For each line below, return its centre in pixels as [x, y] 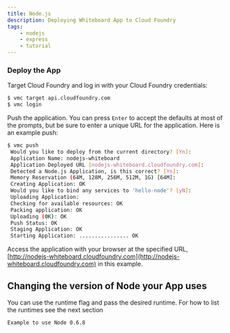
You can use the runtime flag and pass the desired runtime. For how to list [113, 302]
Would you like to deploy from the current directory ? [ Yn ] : [101, 152]
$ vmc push [23, 146]
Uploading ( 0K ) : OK [39, 216]
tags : [15, 26]
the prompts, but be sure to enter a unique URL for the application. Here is [114, 125]
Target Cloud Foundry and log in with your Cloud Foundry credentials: [107, 86]
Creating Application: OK [48, 184]
